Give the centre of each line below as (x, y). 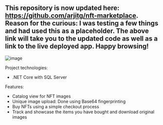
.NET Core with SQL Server (40, 77)
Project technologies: (26, 68)
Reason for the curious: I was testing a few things (82, 23)
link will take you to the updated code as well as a (81, 39)
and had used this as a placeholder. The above (77, 31)
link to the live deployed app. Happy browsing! (77, 46)
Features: (15, 87)
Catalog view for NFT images (41, 96)
